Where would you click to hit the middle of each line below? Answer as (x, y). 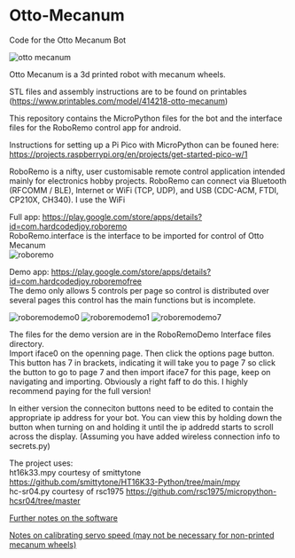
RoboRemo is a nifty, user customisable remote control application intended (147, 171)
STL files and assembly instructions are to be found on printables (128, 91)
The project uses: (41, 463)
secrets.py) (30, 445)
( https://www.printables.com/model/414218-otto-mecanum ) (119, 101)
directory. (27, 343)
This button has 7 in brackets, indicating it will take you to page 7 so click (143, 362)
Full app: (25, 216)
